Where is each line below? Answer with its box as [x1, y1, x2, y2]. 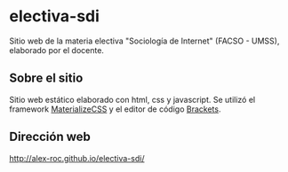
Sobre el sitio [9, 71, 84, 86]
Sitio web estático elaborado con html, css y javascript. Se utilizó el [9, 94, 256, 105]
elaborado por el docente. [9, 44, 105, 55]
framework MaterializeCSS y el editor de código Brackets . [9, 104, 221, 114]
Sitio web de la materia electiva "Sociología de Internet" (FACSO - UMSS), [9, 35, 280, 46]
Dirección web [9, 129, 92, 145]
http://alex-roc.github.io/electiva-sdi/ [9, 152, 145, 163]
